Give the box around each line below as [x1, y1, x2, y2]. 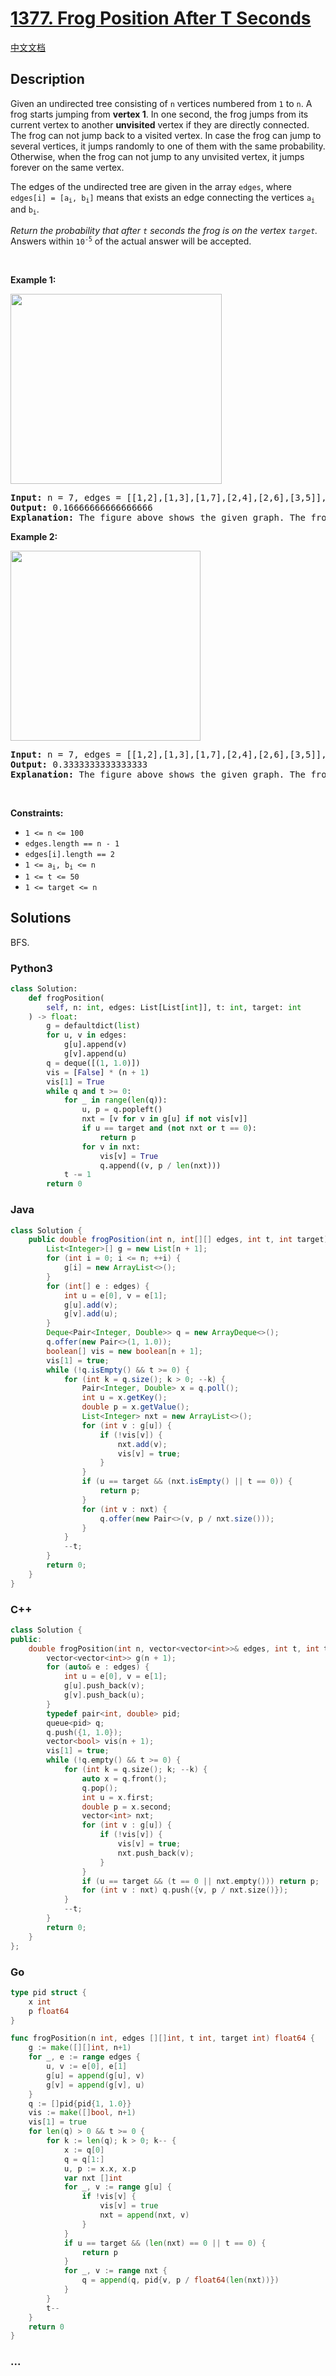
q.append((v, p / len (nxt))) [99, 1160, 222, 1171]
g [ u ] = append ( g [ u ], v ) [46, 2070, 145, 2081]
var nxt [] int [63, 2173, 123, 2183]
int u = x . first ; [81, 1792, 155, 1802]
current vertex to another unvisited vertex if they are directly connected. [10, 118, 310, 131]
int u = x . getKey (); [81, 1393, 168, 1403]
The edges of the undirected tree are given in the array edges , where [10, 180, 292, 192]
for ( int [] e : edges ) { [46, 1281, 150, 1291]
